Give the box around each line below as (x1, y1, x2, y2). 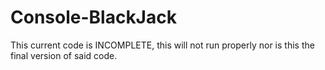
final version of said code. (10, 49, 118, 61)
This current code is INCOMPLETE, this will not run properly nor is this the (10, 39, 315, 51)
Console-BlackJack (10, 6, 177, 29)
